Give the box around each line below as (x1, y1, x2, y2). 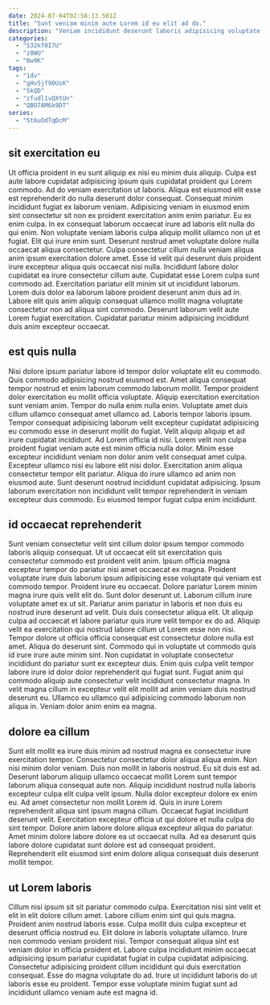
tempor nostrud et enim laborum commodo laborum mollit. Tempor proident (8, 383, 259, 393)
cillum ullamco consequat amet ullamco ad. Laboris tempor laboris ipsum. (8, 409, 252, 418)
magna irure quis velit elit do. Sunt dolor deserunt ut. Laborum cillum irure (8, 591, 252, 600)
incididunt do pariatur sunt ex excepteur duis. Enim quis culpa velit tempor (8, 659, 255, 669)
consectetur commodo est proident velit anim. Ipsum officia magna (8, 556, 231, 566)
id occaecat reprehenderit (8, 517, 142, 531)
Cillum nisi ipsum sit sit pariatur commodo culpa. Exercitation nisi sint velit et (8, 902, 261, 912)
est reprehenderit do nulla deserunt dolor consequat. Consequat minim (8, 193, 243, 203)
